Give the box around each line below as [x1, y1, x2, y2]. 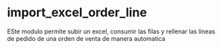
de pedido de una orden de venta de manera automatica [7, 34, 166, 42]
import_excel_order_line [7, 5, 148, 20]
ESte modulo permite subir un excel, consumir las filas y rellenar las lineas [7, 27, 216, 35]
